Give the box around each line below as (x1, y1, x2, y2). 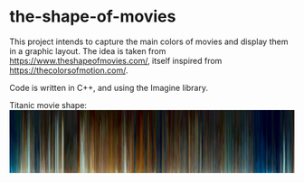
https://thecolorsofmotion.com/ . (9, 65, 128, 76)
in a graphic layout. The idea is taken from (9, 45, 166, 56)
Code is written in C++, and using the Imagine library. (9, 82, 208, 93)
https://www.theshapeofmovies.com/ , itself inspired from (9, 55, 223, 66)
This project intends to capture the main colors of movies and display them (9, 36, 289, 47)
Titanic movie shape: (9, 99, 88, 110)
